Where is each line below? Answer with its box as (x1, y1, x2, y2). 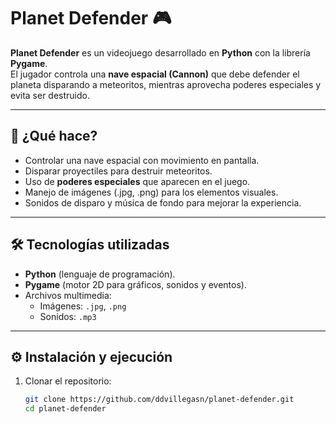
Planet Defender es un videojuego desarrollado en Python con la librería (10, 46, 311, 59)
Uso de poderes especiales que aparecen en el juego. (24, 175, 251, 187)
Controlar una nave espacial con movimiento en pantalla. (24, 154, 260, 166)
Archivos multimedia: (24, 289, 112, 301)
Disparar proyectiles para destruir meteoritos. (24, 165, 213, 177)
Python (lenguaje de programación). (24, 268, 176, 280)
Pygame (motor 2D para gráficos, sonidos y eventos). (24, 278, 247, 290)
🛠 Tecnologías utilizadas (10, 236, 170, 254)
